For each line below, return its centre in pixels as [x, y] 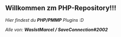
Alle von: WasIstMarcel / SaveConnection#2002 [56, 30]
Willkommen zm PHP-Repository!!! [61, 8]
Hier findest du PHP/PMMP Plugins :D [44, 20]
